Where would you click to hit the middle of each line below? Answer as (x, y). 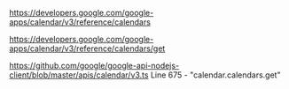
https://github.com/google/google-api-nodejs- (94, 66)
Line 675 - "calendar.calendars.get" (215, 75)
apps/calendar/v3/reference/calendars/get (87, 48)
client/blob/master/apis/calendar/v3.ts (79, 75)
